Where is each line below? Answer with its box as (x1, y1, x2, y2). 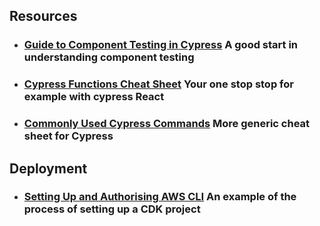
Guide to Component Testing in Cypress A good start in (23, 38, 299, 52)
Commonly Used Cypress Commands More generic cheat (23, 117, 311, 131)
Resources (9, 8, 78, 25)
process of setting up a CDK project (23, 202, 201, 216)
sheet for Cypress (23, 129, 114, 143)
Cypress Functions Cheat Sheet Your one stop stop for (23, 77, 294, 91)
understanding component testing (23, 50, 195, 64)
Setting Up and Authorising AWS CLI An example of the (23, 190, 297, 204)
